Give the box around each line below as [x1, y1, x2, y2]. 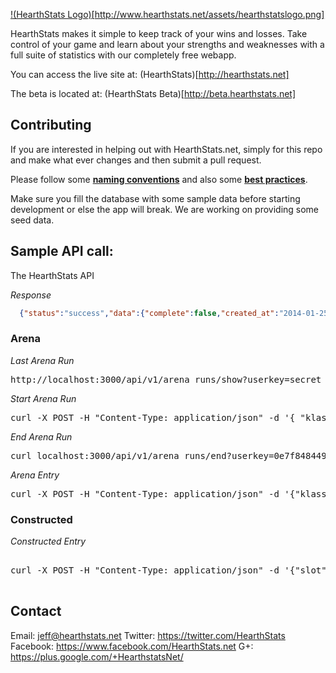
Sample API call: [10, 243, 114, 260]
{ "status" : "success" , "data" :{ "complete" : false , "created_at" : [19, 308, 280, 318]
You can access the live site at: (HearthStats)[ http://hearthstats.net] [10, 69, 290, 80]
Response [10, 289, 52, 301]
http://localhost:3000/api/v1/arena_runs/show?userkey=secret [10, 374, 322, 385]
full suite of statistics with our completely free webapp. [10, 49, 237, 61]
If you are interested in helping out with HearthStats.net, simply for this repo [10, 143, 323, 155]
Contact [10, 603, 62, 620]
